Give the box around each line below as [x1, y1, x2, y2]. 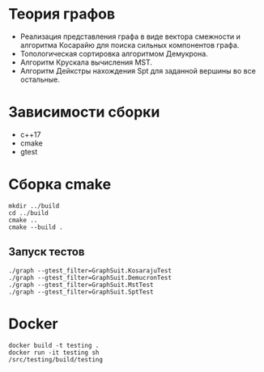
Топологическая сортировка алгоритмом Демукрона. [19, 49, 208, 58]
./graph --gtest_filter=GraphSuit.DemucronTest [8, 273, 172, 281]
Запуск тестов [8, 245, 85, 259]
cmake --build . [8, 223, 63, 231]
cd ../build [8, 209, 49, 217]
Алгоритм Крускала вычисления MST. [19, 57, 152, 67]
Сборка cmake [8, 175, 112, 194]
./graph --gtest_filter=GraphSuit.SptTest [8, 288, 154, 296]
